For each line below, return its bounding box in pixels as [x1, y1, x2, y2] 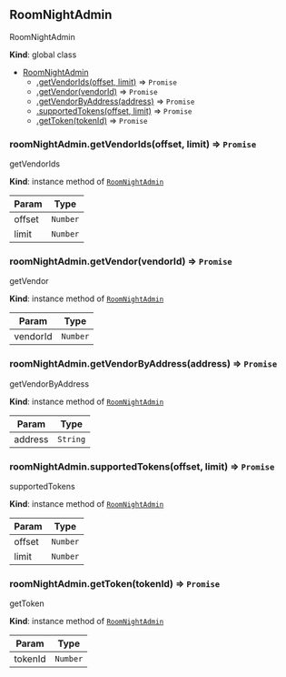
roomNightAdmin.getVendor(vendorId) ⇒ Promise [9, 255, 233, 268]
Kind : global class [9, 49, 77, 60]
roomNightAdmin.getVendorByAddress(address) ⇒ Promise [9, 358, 278, 370]
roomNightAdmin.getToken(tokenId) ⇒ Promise [9, 577, 221, 590]
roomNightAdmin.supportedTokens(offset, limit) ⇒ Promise [9, 460, 275, 472]
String [57, 434, 86, 444]
